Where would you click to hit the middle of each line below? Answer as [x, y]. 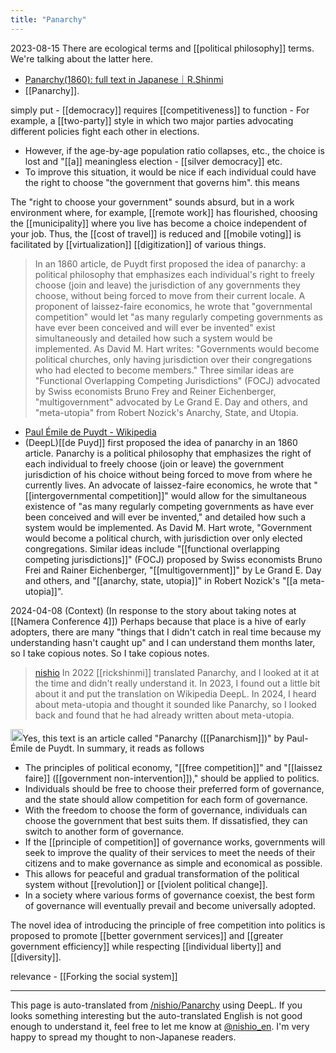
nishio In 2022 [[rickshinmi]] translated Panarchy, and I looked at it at [177, 672]
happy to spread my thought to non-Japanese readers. [123, 1037]
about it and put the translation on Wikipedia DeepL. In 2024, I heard [175, 693]
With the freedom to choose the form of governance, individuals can [166, 810]
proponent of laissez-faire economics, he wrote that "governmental [173, 306]
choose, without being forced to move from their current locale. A [170, 295]
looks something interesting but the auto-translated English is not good [156, 1016]
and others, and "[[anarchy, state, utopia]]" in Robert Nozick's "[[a [161, 580]
